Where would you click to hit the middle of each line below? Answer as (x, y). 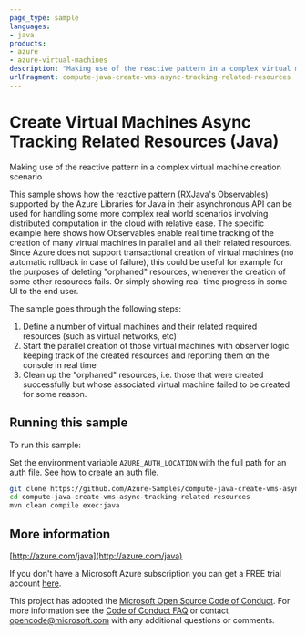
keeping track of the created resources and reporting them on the (146, 355)
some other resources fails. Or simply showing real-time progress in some (148, 281)
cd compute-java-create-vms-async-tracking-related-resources (130, 497)
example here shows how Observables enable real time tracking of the (142, 232)
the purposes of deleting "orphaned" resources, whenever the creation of (148, 271)
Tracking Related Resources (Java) (144, 141)
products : (28, 43)
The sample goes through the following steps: (96, 308)
